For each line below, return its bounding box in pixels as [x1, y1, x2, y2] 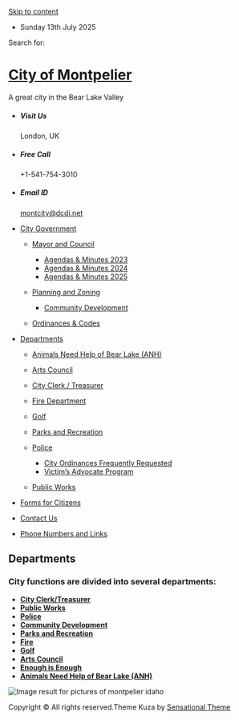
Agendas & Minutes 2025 [43, 272, 128, 281]
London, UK [19, 131, 60, 140]
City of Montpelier [8, 66, 132, 84]
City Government [19, 224, 77, 233]
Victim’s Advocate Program [43, 467, 134, 476]
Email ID [19, 188, 48, 197]
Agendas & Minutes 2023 [43, 254, 128, 264]
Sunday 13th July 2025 [19, 22, 96, 31]
